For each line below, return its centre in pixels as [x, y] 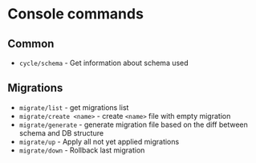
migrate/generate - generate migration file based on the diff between [133, 124]
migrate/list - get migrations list [74, 107]
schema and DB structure [61, 132]
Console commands [75, 14]
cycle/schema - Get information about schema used [104, 63]
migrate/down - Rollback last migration [82, 150]
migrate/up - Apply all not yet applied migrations [99, 141]
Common [31, 44]
